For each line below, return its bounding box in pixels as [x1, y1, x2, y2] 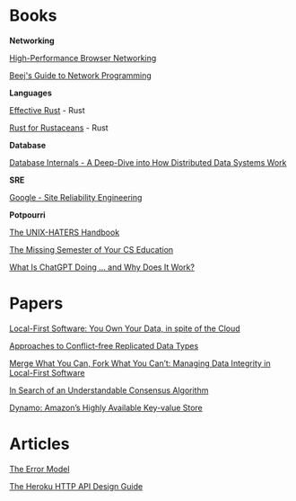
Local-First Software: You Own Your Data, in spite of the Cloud [9, 323, 240, 334]
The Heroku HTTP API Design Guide [9, 480, 144, 491]
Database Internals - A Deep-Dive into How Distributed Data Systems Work [9, 157, 287, 167]
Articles [9, 434, 70, 454]
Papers [9, 293, 64, 314]
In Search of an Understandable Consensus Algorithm [9, 384, 209, 396]
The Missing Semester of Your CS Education [9, 244, 174, 255]
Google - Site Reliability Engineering [9, 192, 143, 202]
